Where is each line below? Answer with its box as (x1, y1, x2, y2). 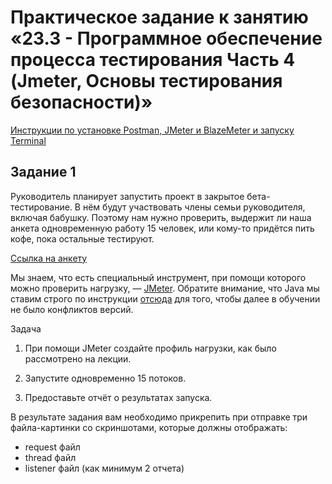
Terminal (10, 134, 47, 146)
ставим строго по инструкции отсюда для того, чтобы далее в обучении (10, 292, 321, 305)
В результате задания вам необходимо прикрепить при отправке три (10, 411, 308, 423)
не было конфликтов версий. (10, 303, 134, 315)
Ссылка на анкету (10, 252, 88, 264)
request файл (24, 441, 81, 453)
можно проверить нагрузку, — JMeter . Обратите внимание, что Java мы (10, 282, 320, 294)
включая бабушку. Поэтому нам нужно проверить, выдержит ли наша (10, 211, 312, 223)
